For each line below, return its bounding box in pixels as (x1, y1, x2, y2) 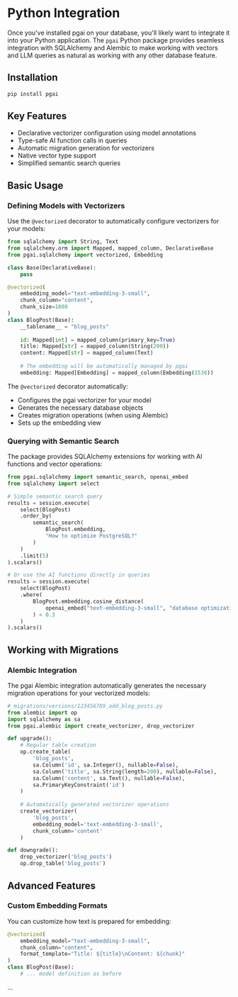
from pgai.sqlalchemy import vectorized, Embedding (7, 251, 163, 258)
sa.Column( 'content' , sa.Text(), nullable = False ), (33, 774, 186, 781)
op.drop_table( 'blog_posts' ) (20, 860, 106, 867)
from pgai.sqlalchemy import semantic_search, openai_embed (7, 474, 189, 481)
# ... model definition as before (20, 970, 122, 978)
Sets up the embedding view (17, 418, 101, 427)
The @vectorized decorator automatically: (7, 381, 129, 391)
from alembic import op (7, 709, 78, 716)
